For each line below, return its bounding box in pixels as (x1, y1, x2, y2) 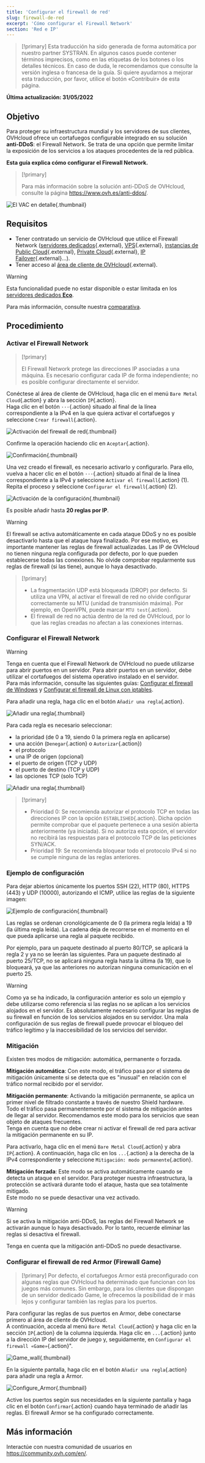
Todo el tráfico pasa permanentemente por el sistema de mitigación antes (6, 1105, 193, 1112)
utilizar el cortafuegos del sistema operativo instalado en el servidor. (6, 672, 179, 680)
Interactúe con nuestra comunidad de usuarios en (6, 1443, 133, 1450)
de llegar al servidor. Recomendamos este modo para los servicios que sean (6, 1112, 199, 1119)
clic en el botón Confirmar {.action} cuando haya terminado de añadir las (6, 1402, 188, 1410)
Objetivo (6, 111, 40, 122)
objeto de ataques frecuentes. (6, 1118, 83, 1126)
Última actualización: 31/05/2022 (6, 94, 94, 101)
